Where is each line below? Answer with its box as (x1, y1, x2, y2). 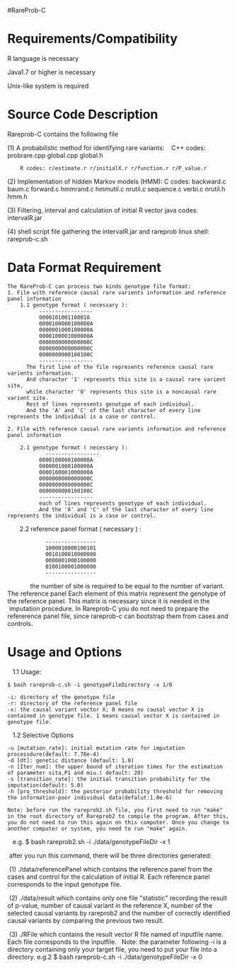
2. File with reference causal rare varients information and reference (7, 425, 226, 433)
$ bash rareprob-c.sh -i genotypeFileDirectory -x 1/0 (7, 681, 173, 688)
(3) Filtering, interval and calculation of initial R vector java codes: (7, 205, 198, 215)
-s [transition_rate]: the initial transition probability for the (7, 775, 211, 782)
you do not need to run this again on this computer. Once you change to (7, 819, 230, 826)
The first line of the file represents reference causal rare (25, 363, 214, 370)
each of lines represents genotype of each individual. (38, 499, 207, 507)
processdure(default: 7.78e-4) (7, 751, 100, 758)
